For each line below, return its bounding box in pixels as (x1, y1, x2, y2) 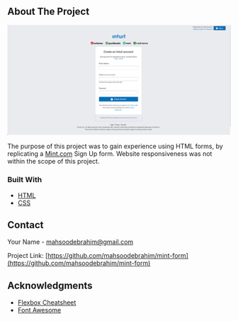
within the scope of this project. (7, 157, 100, 166)
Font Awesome (17, 306, 62, 315)
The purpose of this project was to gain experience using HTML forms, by (7, 142, 223, 151)
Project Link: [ (7, 252, 48, 260)
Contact (7, 219, 44, 231)
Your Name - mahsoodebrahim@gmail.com (7, 237, 134, 247)
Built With (7, 175, 42, 185)
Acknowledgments (7, 279, 93, 291)
